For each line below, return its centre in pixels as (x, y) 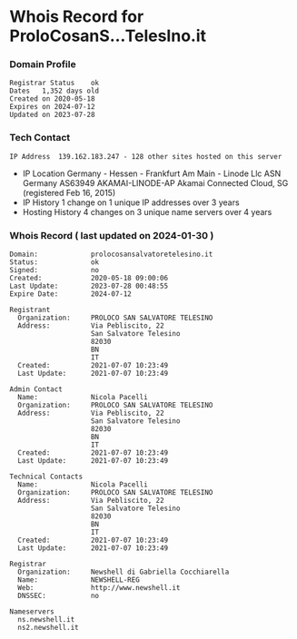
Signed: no (54, 270)
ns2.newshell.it (48, 628)
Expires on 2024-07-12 (52, 107)
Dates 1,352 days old (54, 91)
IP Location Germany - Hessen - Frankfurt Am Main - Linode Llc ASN (152, 173)
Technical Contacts (46, 477)
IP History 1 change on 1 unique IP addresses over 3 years (131, 202)
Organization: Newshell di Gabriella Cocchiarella (124, 572)
